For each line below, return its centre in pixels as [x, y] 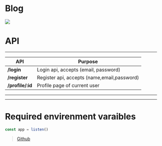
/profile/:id [20, 85]
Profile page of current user [68, 85]
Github [23, 139]
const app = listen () [27, 129]
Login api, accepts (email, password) [79, 70]
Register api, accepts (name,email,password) [88, 77]
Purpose [88, 61]
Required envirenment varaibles [70, 117]
